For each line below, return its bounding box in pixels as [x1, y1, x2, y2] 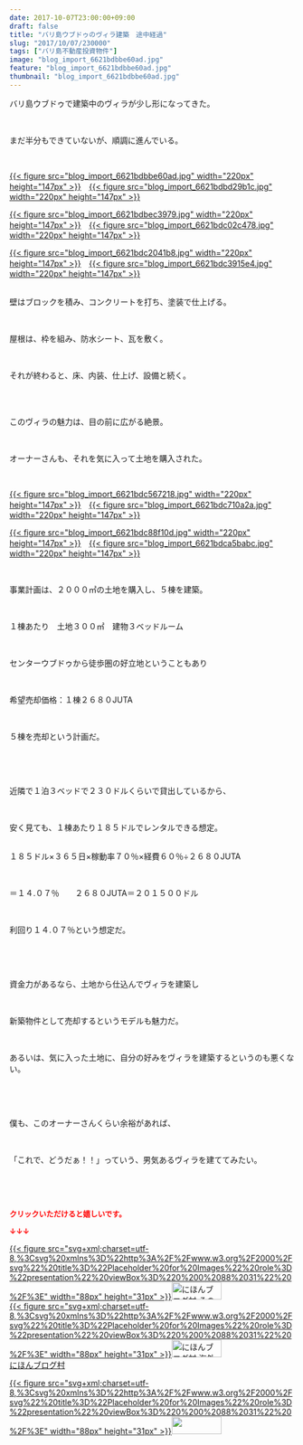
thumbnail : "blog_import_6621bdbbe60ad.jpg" [9, 72, 180, 81]
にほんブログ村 [9, 1359, 65, 1370]
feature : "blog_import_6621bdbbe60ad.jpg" [9, 64, 172, 73]
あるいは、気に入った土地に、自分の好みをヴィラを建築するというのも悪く [9, 1052, 287, 1062]
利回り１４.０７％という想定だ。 [9, 924, 131, 935]
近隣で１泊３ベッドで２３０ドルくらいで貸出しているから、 [9, 785, 232, 796]
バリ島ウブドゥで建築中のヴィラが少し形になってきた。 [9, 98, 215, 109]
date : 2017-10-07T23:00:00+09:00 [9, 13, 136, 23]
